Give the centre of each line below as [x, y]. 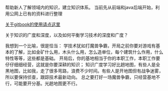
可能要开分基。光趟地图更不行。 [47, 83]
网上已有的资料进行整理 [38, 14]
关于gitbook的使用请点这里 [33, 24]
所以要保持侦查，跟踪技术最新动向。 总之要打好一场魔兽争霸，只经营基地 [80, 77]
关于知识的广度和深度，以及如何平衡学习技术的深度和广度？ [67, 35]
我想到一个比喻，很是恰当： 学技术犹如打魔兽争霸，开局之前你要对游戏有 [80, 46]
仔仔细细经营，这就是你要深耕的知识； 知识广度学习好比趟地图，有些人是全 [83, 65]
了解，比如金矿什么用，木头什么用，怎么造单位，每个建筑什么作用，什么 [89, 52]
